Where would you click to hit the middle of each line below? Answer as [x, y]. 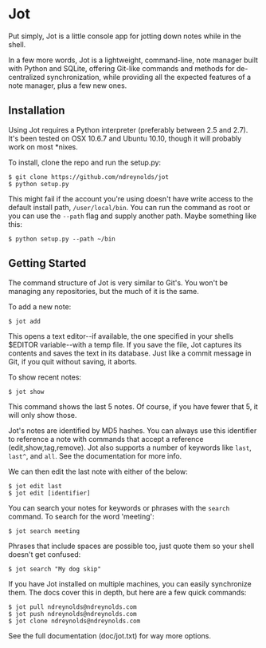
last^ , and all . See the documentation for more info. [95, 455]
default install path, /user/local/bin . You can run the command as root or [129, 207]
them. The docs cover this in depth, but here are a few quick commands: [127, 592]
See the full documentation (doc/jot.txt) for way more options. [110, 635]
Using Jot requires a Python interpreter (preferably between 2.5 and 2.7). [128, 129]
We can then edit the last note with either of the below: [98, 471]
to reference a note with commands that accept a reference [106, 439]
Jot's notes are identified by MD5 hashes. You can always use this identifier [133, 430]
